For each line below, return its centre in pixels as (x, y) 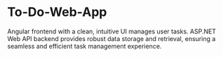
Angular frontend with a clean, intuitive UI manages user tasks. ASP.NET (111, 31)
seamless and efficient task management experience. (85, 46)
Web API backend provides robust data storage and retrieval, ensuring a (111, 38)
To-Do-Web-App (57, 12)
